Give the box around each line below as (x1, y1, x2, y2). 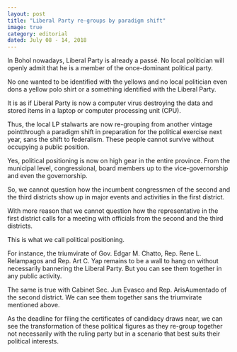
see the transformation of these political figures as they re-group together (7, 322, 223, 331)
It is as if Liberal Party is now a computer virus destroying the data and (7, 99, 214, 107)
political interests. (7, 337, 59, 346)
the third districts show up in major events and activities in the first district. (7, 193, 225, 202)
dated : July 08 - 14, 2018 (7, 37, 87, 44)
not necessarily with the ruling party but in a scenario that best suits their (7, 329, 221, 338)
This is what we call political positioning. (7, 236, 125, 244)
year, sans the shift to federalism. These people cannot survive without (7, 136, 214, 144)
